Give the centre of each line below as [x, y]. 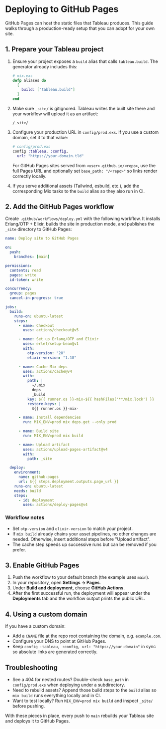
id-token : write [26, 280]
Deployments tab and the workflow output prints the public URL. [79, 599]
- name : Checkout [36, 325]
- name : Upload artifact [44, 445]
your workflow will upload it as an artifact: [55, 114]
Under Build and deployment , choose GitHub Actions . [69, 588]
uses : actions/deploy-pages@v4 [55, 505]
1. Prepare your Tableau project [54, 49]
